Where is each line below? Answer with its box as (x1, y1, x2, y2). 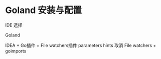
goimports (5, 48, 27, 54)
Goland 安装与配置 (5, 4, 82, 16)
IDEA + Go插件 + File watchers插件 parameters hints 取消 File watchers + (5, 42, 156, 48)
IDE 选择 (5, 22, 23, 28)
